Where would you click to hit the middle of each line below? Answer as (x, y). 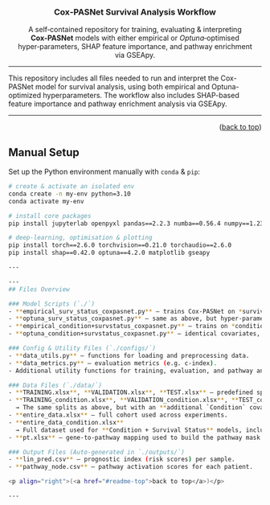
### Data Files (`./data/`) (55, 385)
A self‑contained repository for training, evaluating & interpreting (135, 30)
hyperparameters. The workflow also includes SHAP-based (141, 96)
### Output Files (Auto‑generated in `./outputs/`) (96, 452)
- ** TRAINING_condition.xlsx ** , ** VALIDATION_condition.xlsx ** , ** (124, 400)
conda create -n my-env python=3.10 (70, 194)
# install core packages (50, 216)
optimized (25, 96)
